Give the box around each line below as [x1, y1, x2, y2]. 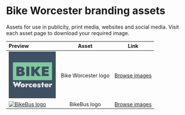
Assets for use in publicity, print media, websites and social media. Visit [6, 23, 179, 30]
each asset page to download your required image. [6, 29, 130, 36]
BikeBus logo [69, 100, 101, 107]
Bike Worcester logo [60, 72, 110, 79]
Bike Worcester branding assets [6, 4, 166, 18]
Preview [8, 43, 29, 50]
